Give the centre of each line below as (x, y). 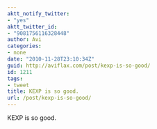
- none (17, 53)
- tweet (18, 85)
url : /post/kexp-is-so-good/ (49, 98)
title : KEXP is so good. (43, 91)
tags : (15, 78)
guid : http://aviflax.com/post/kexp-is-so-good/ (79, 66)
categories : (24, 46)
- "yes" (18, 20)
